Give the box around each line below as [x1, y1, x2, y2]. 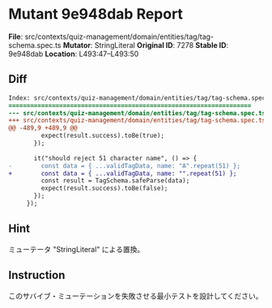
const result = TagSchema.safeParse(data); [40, 177, 190, 185]
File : [8, 32, 23, 41]
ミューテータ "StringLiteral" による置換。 [8, 244, 145, 254]
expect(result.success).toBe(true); [40, 131, 164, 140]
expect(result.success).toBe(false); [40, 184, 168, 193]
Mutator [62, 40, 91, 49]
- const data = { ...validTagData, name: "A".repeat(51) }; [8, 161, 241, 170]
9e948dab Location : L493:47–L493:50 [8, 49, 139, 58]
